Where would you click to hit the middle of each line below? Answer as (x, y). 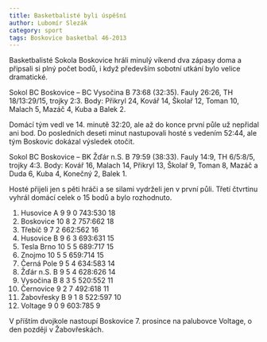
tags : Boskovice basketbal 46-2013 (68, 38)
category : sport (36, 30)
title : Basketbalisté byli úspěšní (68, 15)
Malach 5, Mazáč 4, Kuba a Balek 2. (68, 110)
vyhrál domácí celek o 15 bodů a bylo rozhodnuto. (91, 198)
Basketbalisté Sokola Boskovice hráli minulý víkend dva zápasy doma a (125, 60)
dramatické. (29, 77)
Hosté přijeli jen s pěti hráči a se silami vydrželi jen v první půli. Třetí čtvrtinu (133, 189)
